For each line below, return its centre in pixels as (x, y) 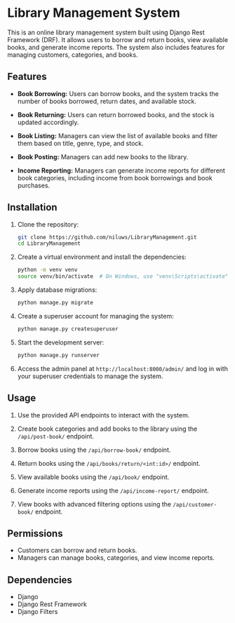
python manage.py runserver (58, 355)
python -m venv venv (47, 270)
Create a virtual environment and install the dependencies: (102, 257)
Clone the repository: (48, 224)
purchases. (34, 185)
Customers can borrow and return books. (77, 550)
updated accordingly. (48, 122)
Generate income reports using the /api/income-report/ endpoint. (113, 490)
